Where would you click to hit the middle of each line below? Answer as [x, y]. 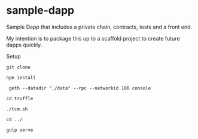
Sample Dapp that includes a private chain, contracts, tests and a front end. [99, 27]
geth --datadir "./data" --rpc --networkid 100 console [80, 88]
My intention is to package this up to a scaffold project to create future [93, 38]
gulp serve [20, 130]
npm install [21, 78]
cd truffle [20, 98]
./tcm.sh [17, 109]
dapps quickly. [24, 45]
